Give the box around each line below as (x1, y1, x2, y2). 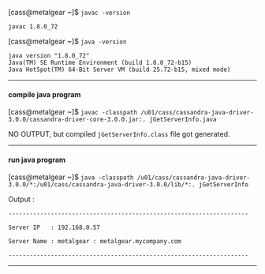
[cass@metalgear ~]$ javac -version (8, 8, 131, 17)
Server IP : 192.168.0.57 (8, 223, 101, 232)
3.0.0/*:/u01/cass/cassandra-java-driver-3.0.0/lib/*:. (8, 181, 196, 189)
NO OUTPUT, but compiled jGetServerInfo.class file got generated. (8, 129, 230, 139)
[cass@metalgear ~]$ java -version (8, 36, 127, 46)
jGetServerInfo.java (149, 115, 217, 124)
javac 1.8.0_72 (8, 23, 58, 31)
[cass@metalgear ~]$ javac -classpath (8, 107, 138, 117)
